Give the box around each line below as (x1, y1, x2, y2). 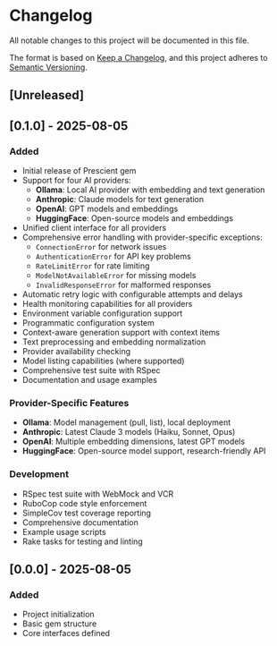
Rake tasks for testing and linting (21, 536, 143, 547)
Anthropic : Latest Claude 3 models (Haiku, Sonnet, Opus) (21, 427, 236, 438)
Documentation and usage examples (21, 375, 158, 386)
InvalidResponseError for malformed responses (35, 279, 212, 291)
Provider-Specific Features (9, 396, 130, 409)
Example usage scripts (21, 526, 106, 537)
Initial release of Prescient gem (21, 166, 137, 176)
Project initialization (21, 609, 96, 620)
